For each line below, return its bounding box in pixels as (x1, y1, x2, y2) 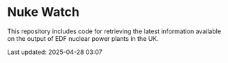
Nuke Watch (7, 4, 80, 20)
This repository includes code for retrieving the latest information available (7, 27, 222, 35)
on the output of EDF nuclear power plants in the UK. (7, 34, 159, 42)
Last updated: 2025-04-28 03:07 (7, 48, 102, 56)
